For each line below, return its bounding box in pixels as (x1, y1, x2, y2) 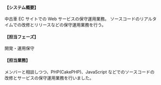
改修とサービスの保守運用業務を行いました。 (4, 75, 94, 81)
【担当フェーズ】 (4, 34, 39, 39)
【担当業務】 (4, 58, 30, 63)
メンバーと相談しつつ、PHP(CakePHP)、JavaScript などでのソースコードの (4, 69, 155, 74)
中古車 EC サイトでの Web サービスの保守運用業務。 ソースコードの (4, 16, 140, 22)
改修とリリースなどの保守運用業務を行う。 (21, 22, 106, 28)
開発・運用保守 (4, 46, 34, 51)
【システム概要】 (4, 4, 39, 10)
